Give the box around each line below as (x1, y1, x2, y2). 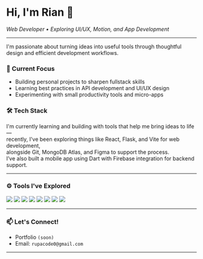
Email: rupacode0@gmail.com (14, 240, 83, 248)
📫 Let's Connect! (6, 217, 59, 226)
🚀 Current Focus (6, 64, 55, 73)
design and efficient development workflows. (6, 49, 119, 56)
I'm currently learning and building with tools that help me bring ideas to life (6, 122, 195, 129)
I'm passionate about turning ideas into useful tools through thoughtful (6, 42, 182, 50)
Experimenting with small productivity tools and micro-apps (14, 91, 164, 99)
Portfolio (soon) (14, 234, 54, 241)
